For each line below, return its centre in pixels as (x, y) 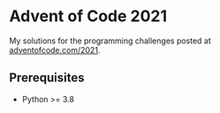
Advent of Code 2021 (88, 16)
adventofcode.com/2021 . (55, 49)
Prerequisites (47, 78)
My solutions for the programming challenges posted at (110, 41)
